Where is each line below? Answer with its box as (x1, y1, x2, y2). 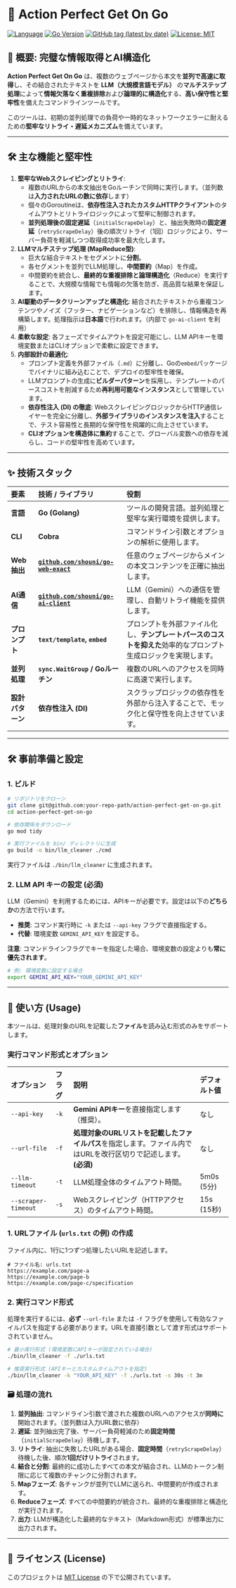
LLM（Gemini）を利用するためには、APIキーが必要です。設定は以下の (7, 897, 209, 906)
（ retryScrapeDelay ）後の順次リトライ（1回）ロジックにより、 (34, 226, 216, 235)
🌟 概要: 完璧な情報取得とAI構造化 (7, 52, 151, 64)
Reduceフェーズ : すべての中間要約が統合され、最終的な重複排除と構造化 (17, 1497, 228, 1506)
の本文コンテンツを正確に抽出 (126, 561, 225, 571)
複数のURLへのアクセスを (126, 664, 211, 674)
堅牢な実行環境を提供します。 (126, 513, 225, 523)
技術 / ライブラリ (38, 489, 95, 499)
